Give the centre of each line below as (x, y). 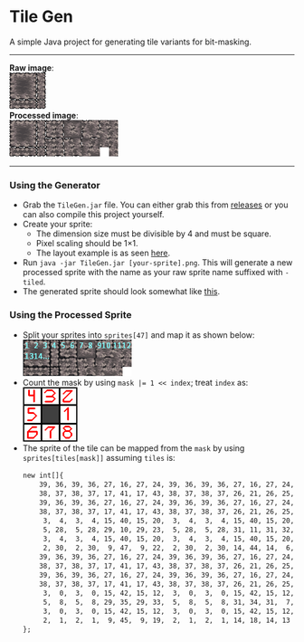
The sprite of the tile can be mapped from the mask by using (133, 448)
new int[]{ (43, 475)
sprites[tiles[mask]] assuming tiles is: (99, 457)
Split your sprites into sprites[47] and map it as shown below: (138, 335)
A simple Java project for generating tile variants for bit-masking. (130, 42)
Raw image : (32, 67)
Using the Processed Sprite (71, 315)
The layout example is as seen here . (103, 253)
